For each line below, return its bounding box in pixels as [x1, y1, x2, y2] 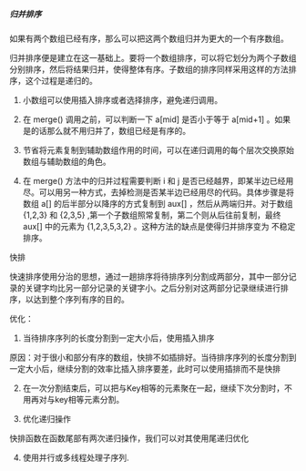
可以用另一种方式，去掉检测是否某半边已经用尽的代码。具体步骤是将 [38, 187, 294, 198]
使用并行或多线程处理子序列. [22, 452, 129, 463]
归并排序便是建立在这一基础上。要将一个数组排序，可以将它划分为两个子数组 [9, 52, 297, 63]
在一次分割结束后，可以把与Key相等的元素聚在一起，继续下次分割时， [22, 383, 285, 394]
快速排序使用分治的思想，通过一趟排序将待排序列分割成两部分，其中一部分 [9, 271, 289, 282]
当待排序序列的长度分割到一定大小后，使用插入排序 [22, 333, 215, 343]
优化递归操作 [22, 413, 71, 424]
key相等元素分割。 [54, 394, 125, 404]
